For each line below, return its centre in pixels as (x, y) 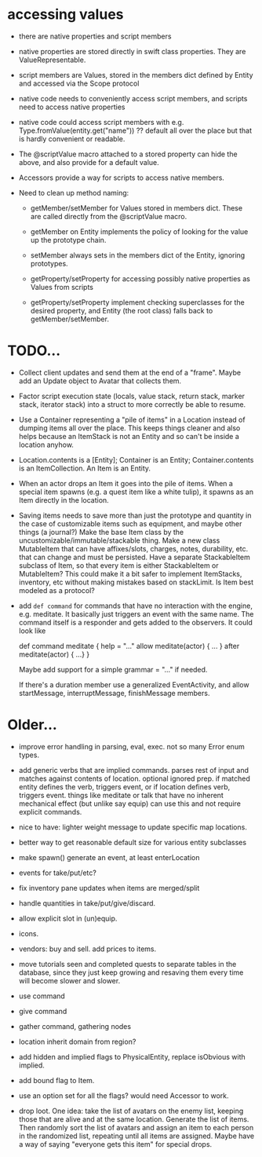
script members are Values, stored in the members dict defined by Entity (136, 75)
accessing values (65, 15)
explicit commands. (50, 811)
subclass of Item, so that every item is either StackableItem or (118, 565)
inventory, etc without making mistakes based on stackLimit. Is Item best (136, 582)
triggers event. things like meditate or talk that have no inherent (121, 795)
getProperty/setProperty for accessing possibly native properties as (140, 278)
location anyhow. (46, 445)
